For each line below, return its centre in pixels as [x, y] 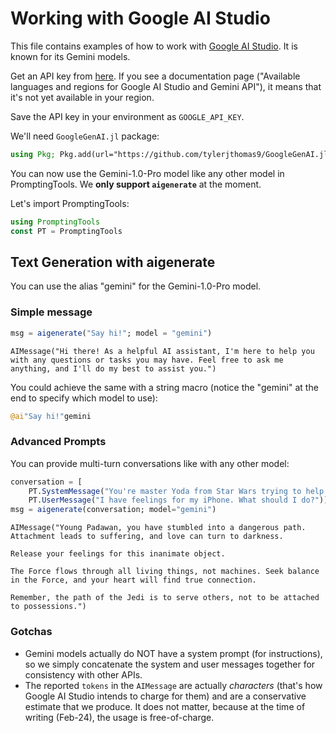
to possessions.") [48, 607]
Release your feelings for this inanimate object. [118, 554]
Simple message [51, 312]
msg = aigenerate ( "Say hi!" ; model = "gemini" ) [111, 333]
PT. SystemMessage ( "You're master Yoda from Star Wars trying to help [176, 491]
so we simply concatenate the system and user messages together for [170, 664]
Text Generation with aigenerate [113, 262]
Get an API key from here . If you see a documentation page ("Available [155, 76]
